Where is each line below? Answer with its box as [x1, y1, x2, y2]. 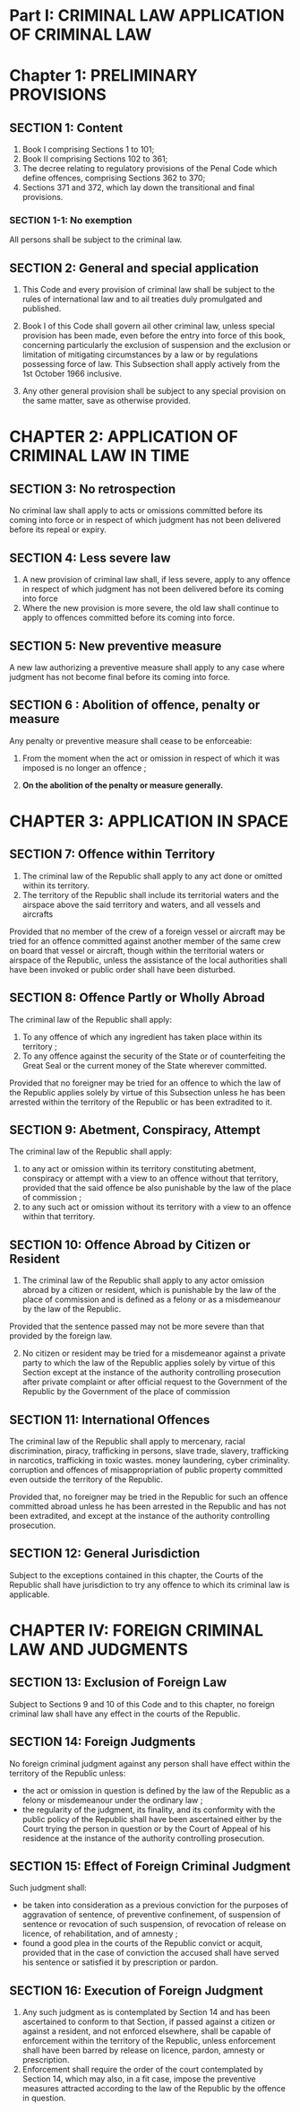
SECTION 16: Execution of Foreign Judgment [9, 1983, 264, 1998]
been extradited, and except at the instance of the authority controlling [9, 1510, 270, 1521]
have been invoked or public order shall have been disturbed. [9, 964, 236, 974]
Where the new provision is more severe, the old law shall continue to [21, 603, 279, 614]
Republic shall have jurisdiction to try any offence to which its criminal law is [9, 1579, 290, 1590]
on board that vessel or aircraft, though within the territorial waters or [9, 945, 265, 956]
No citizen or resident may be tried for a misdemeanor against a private [21, 1348, 287, 1359]
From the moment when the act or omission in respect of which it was [21, 753, 280, 764]
